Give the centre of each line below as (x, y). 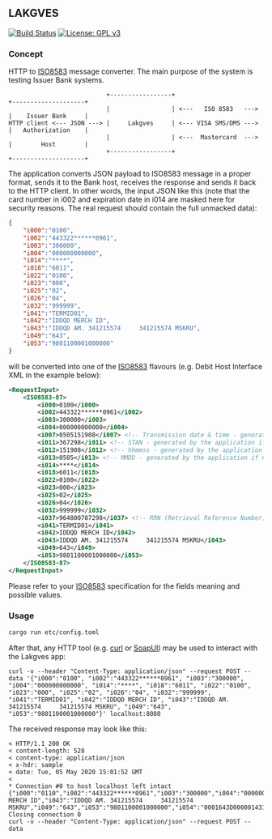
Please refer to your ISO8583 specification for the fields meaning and (124, 586)
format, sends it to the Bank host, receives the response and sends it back (132, 182)
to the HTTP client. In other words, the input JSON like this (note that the (129, 191)
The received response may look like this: (78, 729)
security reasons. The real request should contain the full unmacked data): (133, 208)
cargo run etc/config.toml (54, 632)
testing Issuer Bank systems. (56, 80)
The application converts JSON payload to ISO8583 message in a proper (130, 174)
